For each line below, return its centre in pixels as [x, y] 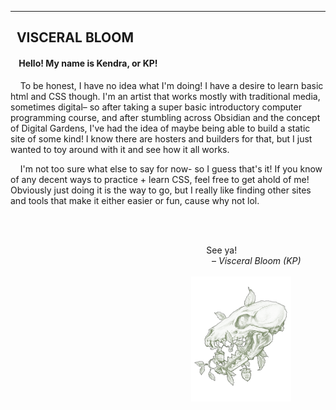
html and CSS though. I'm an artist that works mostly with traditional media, [165, 96]
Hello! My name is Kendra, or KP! [88, 63]
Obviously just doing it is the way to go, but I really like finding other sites [161, 190]
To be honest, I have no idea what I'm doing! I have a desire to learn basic [171, 85]
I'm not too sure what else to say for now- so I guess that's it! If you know [171, 168]
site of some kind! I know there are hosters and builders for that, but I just [161, 138]
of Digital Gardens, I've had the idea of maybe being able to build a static [160, 128]
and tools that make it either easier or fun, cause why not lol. [135, 200]
